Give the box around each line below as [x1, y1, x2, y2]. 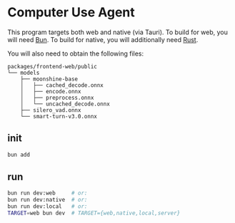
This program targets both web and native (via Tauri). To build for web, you [7, 28, 229, 36]
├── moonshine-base [20, 76, 79, 83]
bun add [7, 151, 31, 158]
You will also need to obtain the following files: [7, 49, 144, 58]
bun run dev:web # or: [7, 190, 88, 197]
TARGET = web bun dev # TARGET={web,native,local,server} [7, 209, 181, 217]
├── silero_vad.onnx [20, 106, 81, 114]
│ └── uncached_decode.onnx [20, 100, 111, 108]
